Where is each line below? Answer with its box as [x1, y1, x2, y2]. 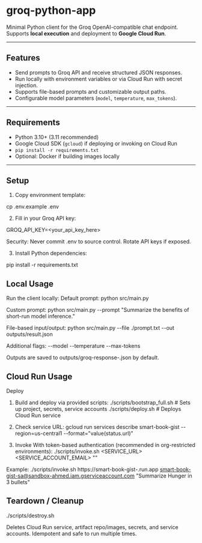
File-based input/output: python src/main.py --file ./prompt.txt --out [6, 324, 174, 332]
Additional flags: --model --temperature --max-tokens [6, 342, 141, 350]
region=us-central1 [14, 430, 63, 437]
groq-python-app [6, 4, 96, 17]
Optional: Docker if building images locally [14, 153, 120, 160]
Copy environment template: [14, 192, 86, 199]
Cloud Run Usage [6, 371, 73, 381]
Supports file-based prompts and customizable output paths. [14, 88, 167, 95]
